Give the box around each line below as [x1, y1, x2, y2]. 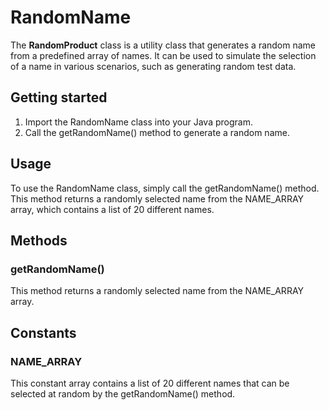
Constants [10, 324, 77, 341]
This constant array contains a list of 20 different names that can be [10, 377, 290, 389]
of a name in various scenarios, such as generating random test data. [10, 60, 297, 72]
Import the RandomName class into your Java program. [24, 116, 253, 128]
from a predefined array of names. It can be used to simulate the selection [10, 49, 317, 61]
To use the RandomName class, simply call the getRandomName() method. [10, 182, 320, 194]
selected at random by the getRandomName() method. [10, 387, 236, 400]
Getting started [10, 89, 108, 106]
